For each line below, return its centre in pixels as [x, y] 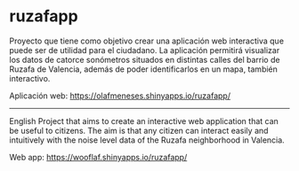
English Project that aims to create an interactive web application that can [144, 120]
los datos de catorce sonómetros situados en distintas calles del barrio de [145, 59]
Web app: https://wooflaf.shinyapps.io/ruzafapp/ [98, 157]
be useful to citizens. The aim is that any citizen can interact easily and [139, 130]
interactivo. [30, 78]
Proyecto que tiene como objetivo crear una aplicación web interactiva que [147, 41]
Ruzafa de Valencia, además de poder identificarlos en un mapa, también [144, 69]
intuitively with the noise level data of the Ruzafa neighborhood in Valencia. [147, 140]
